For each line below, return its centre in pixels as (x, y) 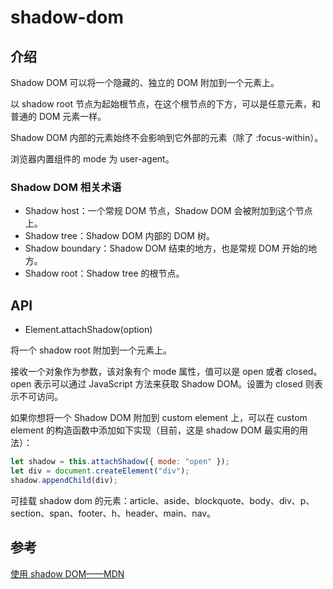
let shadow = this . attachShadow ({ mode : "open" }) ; (120, 462)
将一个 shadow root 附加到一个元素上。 (91, 350)
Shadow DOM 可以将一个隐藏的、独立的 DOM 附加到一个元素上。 (145, 82)
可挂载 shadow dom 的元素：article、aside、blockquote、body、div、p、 (162, 500)
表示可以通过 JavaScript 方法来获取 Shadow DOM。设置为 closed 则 (174, 384)
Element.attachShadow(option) (88, 330)
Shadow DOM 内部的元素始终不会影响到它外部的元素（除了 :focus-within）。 (167, 137)
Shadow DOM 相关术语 (66, 187)
